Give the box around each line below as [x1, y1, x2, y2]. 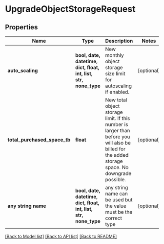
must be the [105, 209, 133, 215]
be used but [105, 196, 133, 203]
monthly [105, 52, 124, 58]
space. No [105, 164, 129, 171]
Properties [5, 23, 38, 31]
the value [105, 202, 127, 209]
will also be [105, 140, 131, 146]
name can [105, 190, 128, 197]
